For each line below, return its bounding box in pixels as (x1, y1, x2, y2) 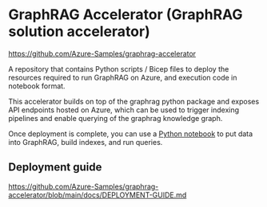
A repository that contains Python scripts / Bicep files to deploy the (8, 64, 229, 73)
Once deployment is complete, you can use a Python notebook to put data (8, 129, 253, 139)
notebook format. (8, 81, 66, 91)
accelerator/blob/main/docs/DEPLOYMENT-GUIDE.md (8, 189, 187, 200)
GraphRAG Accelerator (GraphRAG (8, 6, 243, 24)
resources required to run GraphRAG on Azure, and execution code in (8, 72, 237, 82)
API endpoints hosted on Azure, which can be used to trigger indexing (8, 105, 240, 115)
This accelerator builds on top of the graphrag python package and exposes (8, 96, 260, 106)
